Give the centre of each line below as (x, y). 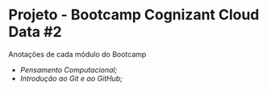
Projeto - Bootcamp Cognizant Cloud (134, 15)
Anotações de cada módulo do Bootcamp (77, 54)
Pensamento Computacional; (69, 69)
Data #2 (35, 32)
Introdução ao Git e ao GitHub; (71, 78)
